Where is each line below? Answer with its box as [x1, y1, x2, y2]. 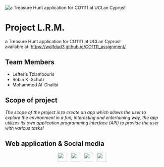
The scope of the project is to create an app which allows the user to [5, 109, 146, 115]
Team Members [5, 58, 55, 66]
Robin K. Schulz [12, 76, 45, 82]
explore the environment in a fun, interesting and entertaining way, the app [5, 114, 159, 120]
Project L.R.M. [5, 22, 65, 33]
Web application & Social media [5, 139, 105, 148]
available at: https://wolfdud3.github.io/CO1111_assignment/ [5, 44, 126, 50]
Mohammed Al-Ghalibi [12, 82, 58, 88]
